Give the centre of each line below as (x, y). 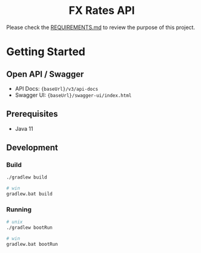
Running (19, 209)
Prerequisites (32, 114)
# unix (15, 222)
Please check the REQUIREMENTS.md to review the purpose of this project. (101, 27)
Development (32, 148)
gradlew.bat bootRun (32, 244)
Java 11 (24, 128)
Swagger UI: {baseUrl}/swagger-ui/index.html (73, 95)
